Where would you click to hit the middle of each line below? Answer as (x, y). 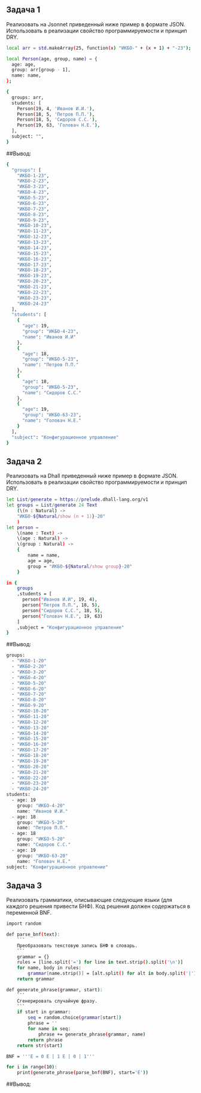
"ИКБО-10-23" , (34, 226)
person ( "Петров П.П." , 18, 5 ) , (61, 605)
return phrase (45, 1040)
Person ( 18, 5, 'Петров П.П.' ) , (56, 114)
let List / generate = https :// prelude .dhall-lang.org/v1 (77, 499)
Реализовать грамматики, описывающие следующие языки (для (89, 900)
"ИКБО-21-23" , (34, 287)
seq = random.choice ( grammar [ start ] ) (74, 1018)
